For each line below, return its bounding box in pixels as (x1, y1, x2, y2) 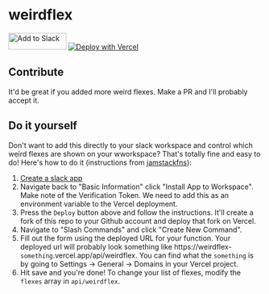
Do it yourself (8, 119, 78, 132)
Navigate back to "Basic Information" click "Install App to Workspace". (19, 182, 254, 191)
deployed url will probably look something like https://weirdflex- (19, 241, 232, 251)
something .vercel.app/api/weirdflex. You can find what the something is (19, 250, 254, 260)
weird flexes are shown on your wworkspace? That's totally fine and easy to (8, 149, 261, 158)
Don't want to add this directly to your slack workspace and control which (8, 140, 254, 150)
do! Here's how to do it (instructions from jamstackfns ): (8, 157, 192, 167)
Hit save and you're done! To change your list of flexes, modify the (19, 267, 242, 277)
